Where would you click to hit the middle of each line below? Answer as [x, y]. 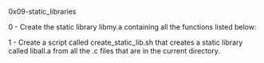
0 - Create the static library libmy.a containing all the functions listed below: [132, 27]
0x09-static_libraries [42, 12]
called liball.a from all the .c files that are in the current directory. [114, 51]
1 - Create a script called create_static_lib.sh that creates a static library [126, 42]
